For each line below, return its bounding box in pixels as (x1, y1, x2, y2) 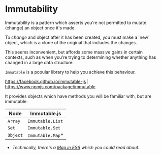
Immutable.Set (28, 125, 61, 130)
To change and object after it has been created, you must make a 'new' (5, 34, 150, 40)
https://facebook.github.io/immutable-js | (5, 78, 89, 84)
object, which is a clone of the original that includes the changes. (5, 39, 137, 45)
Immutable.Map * (28, 131, 64, 138)
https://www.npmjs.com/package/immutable (5, 83, 96, 89)
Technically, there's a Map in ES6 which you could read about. (12, 144, 140, 150)
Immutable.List (28, 118, 63, 124)
